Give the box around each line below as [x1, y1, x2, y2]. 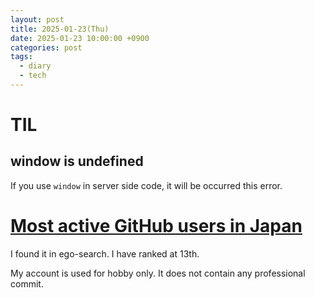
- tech [19, 71, 47, 81]
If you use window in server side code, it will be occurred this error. [10, 179, 283, 191]
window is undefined [10, 153, 144, 170]
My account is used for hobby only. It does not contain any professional [10, 267, 306, 279]
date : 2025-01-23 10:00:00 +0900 [10, 33, 150, 43]
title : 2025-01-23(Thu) [10, 24, 110, 34]
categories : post [10, 42, 83, 53]
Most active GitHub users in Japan [10, 215, 303, 238]
